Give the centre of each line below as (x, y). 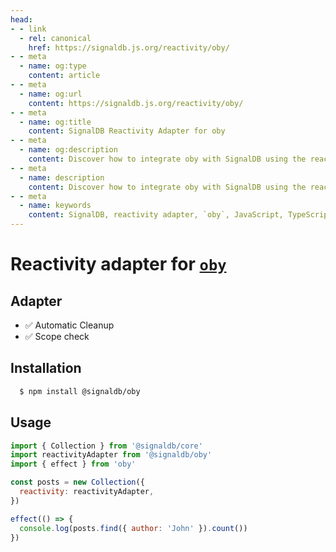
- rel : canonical (55, 38)
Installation (46, 368)
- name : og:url (51, 94)
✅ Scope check (57, 336)
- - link (28, 29)
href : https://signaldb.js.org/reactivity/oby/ (129, 47)
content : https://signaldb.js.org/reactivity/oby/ (136, 103)
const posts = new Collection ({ (77, 482)
